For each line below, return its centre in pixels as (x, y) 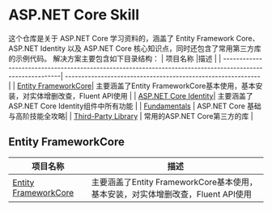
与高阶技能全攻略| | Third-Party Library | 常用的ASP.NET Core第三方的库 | (131, 116)
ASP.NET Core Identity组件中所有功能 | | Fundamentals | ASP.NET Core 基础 (135, 106)
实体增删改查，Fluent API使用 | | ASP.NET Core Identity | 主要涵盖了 (141, 95)
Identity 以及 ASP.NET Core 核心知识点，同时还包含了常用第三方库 (151, 48)
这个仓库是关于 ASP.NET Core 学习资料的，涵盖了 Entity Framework (121, 38)
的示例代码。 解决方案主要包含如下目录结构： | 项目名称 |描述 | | (115, 58)
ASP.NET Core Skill (74, 15)
